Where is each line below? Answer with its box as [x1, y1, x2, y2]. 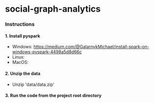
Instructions [5, 21, 35, 28]
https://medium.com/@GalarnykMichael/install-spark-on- [33, 44, 149, 50]
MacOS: [12, 60, 29, 65]
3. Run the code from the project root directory [5, 93, 102, 99]
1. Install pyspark [5, 33, 41, 39]
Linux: [12, 54, 25, 60]
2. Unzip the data [5, 70, 41, 76]
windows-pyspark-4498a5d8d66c [12, 49, 82, 55]
